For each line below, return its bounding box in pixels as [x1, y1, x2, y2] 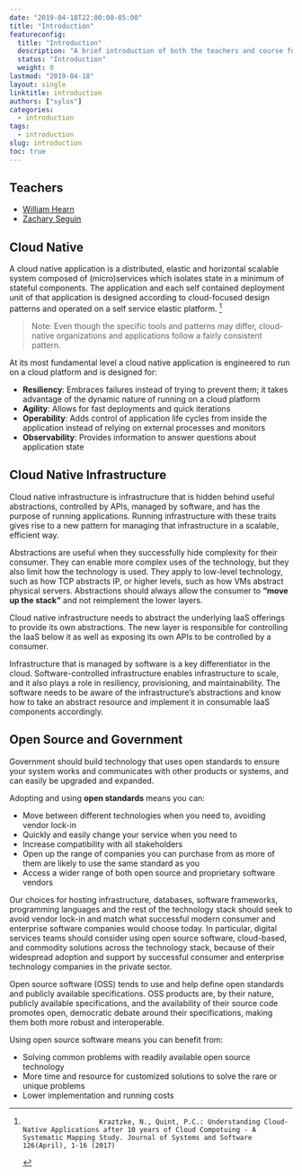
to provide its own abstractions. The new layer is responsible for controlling [9, 621, 289, 632]
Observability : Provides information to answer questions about [22, 432, 257, 442]
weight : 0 [17, 64, 54, 73]
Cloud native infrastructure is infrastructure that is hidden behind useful [9, 491, 275, 502]
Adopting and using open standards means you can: [9, 792, 205, 803]
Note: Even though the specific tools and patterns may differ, [31, 320, 258, 331]
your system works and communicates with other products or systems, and [9, 765, 289, 776]
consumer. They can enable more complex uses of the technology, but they [9, 557, 289, 567]
